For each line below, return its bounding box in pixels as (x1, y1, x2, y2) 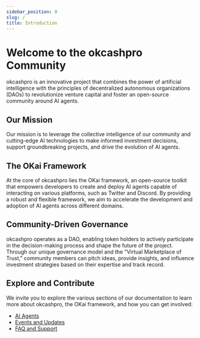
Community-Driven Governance (6, 219, 129, 230)
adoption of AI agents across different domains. (6, 202, 124, 209)
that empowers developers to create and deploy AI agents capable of (6, 183, 177, 190)
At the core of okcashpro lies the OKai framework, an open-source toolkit (6, 176, 187, 183)
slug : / (6, 14, 26, 20)
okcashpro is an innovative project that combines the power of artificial (6, 79, 181, 86)
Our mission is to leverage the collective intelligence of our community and (6, 131, 191, 138)
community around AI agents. (6, 97, 79, 105)
